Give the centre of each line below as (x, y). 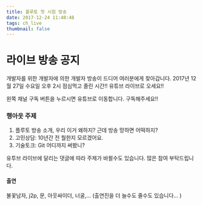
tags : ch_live (24, 23)
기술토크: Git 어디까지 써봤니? (50, 145)
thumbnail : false (28, 29)
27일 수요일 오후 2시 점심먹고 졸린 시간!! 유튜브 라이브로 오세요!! (88, 86)
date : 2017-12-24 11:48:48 (40, 18)
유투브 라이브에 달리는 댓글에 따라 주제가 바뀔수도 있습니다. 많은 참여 (87, 158)
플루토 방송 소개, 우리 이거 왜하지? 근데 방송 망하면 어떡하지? (86, 130)
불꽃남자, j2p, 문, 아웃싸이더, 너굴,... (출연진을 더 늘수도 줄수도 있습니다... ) (94, 195)
